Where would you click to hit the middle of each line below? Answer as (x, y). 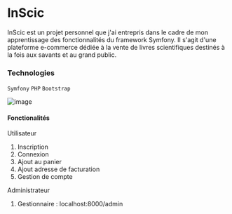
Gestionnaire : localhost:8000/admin (70, 204)
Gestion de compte (45, 177)
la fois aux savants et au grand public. (62, 55)
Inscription (33, 147)
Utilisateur (22, 133)
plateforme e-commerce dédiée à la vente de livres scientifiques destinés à (116, 47)
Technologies (31, 73)
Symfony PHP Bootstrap (39, 89)
